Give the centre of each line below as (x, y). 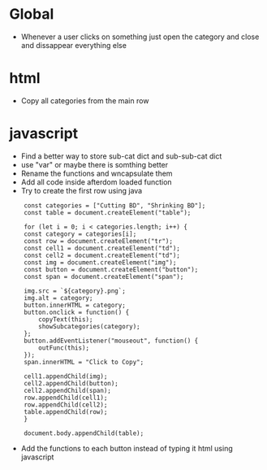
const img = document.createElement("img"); (100, 262)
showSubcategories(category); (89, 326)
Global (32, 14)
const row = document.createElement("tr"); (99, 241)
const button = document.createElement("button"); (111, 269)
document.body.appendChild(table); (84, 433)
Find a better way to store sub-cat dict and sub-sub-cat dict (121, 156)
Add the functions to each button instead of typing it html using (127, 448)
